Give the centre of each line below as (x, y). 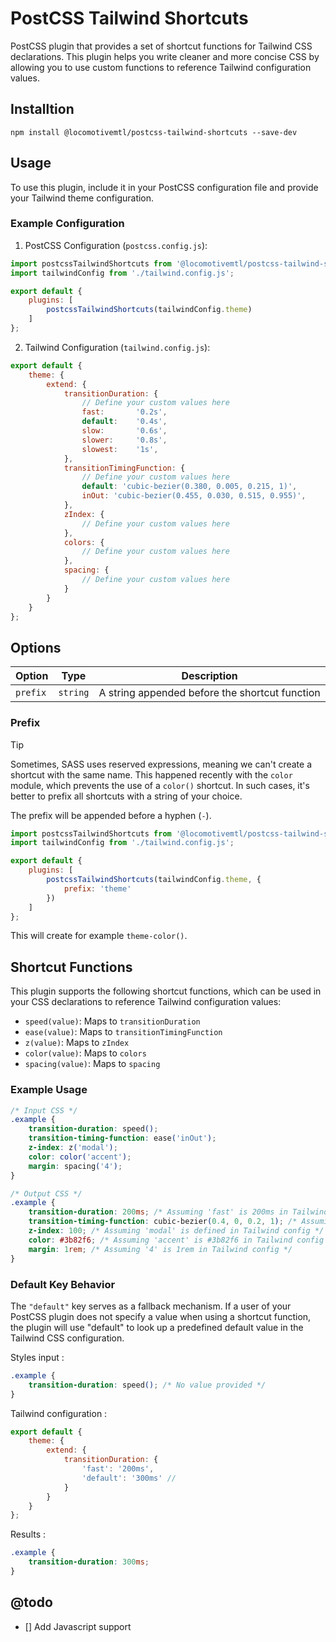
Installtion (42, 109)
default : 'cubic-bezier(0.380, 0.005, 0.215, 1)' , (189, 487)
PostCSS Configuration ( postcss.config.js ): (116, 245)
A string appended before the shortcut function (209, 693)
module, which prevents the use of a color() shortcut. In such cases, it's (160, 785)
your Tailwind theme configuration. (82, 198)
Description (209, 676)
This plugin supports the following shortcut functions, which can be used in (166, 991)
